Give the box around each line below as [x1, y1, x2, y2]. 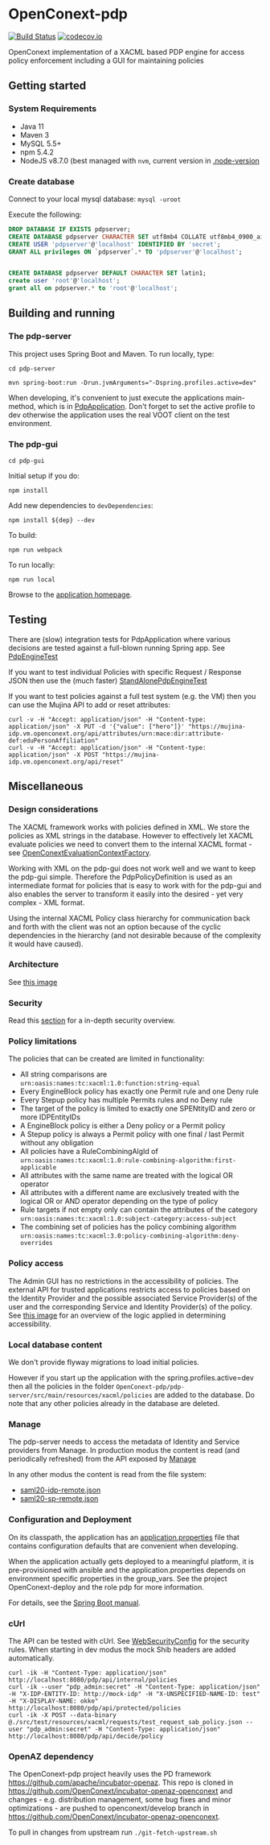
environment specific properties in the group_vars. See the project [8, 1574, 227, 1583]
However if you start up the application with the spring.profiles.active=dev [8, 1373, 255, 1383]
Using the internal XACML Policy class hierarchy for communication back [8, 913, 251, 923]
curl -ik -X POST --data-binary [8, 1711, 117, 1719]
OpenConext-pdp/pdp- [116, 1383, 185, 1392]
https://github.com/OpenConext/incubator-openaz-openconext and [8, 1786, 233, 1796]
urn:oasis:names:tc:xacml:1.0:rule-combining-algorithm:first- [19, 1156, 237, 1165]
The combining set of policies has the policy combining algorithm [19, 1222, 237, 1232]
